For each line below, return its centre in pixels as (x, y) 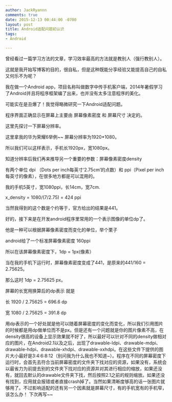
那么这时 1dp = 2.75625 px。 (35, 280)
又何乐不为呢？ (21, 76)
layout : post (19, 24)
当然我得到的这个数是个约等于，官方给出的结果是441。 (63, 208)
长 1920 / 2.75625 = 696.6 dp (36, 302)
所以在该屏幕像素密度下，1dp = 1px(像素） (50, 251)
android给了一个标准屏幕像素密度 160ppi (48, 241)
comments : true (21, 15)
